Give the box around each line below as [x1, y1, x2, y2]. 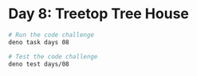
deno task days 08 [8, 38, 69, 46]
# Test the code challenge [8, 52, 98, 60]
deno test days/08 [8, 60, 69, 68]
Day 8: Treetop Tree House [8, 5, 190, 23]
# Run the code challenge [8, 31, 94, 39]
